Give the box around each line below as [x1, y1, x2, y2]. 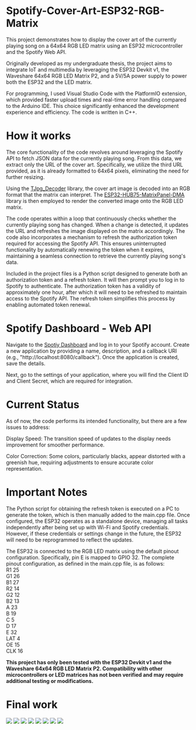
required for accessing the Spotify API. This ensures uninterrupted [6, 239, 166, 247]
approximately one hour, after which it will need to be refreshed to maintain [6, 289, 187, 296]
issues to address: [6, 424, 50, 431]
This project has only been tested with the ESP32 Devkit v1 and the [6, 658, 172, 665]
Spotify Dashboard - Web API [6, 322, 152, 335]
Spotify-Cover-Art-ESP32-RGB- [6, 4, 165, 18]
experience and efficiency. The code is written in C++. [6, 109, 137, 116]
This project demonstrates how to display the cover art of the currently [6, 36, 177, 43]
